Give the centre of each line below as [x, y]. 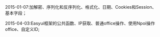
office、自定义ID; [22, 29]
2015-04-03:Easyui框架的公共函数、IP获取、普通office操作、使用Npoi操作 [80, 23]
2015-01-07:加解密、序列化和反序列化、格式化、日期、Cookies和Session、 [81, 7]
